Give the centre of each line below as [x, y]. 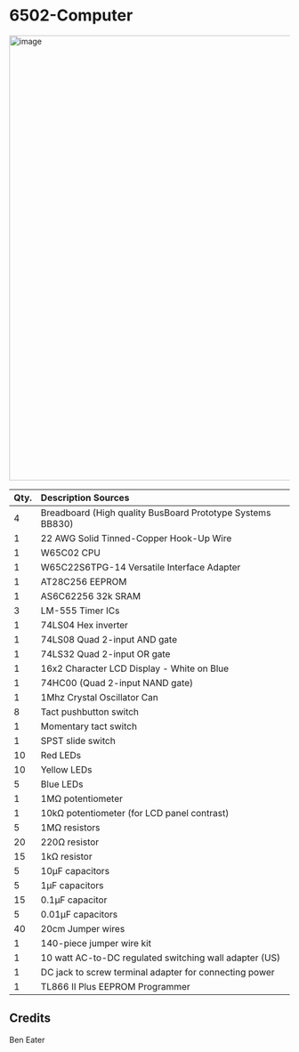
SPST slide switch [78, 740]
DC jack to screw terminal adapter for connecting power [158, 972]
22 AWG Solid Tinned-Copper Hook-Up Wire [136, 538]
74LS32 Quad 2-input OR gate [105, 653]
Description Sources [85, 498]
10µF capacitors [75, 870]
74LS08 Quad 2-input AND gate [109, 639]
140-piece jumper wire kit [96, 943]
